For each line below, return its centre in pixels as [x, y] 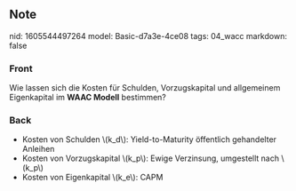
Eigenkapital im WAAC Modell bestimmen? [88, 98]
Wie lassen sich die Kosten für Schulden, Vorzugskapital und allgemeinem [145, 88]
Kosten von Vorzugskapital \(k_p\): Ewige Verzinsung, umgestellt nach [151, 158]
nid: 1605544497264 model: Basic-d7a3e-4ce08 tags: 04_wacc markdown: [148, 36]
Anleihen [38, 149]
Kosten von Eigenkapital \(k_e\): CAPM [92, 178]
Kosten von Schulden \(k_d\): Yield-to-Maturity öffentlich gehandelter [149, 139]
